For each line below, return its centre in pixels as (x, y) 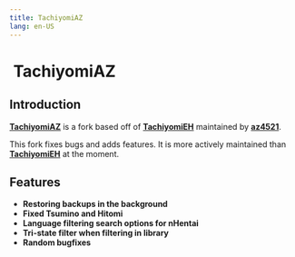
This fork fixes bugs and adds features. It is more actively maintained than (148, 144)
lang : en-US (32, 26)
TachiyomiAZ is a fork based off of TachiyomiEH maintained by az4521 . (145, 126)
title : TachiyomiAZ (46, 18)
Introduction (45, 105)
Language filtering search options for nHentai (111, 223)
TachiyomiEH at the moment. (64, 153)
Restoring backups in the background (95, 204)
